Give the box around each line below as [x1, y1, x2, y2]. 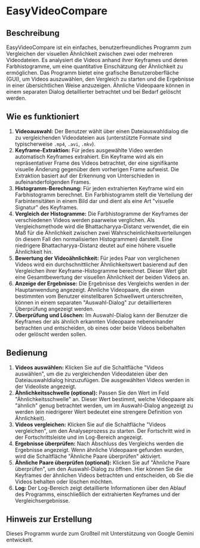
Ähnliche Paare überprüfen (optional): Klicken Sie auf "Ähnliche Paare [14, 458, 190, 466]
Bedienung [6, 348, 48, 358]
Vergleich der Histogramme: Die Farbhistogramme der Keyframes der [14, 210, 189, 217]
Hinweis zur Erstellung [6, 515, 93, 525]
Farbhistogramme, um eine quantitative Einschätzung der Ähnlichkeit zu [6, 63, 183, 70]
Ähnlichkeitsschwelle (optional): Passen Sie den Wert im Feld [14, 389, 170, 396]
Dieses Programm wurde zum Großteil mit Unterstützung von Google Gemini [6, 530, 194, 537]
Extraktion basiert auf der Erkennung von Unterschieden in [14, 172, 160, 179]
